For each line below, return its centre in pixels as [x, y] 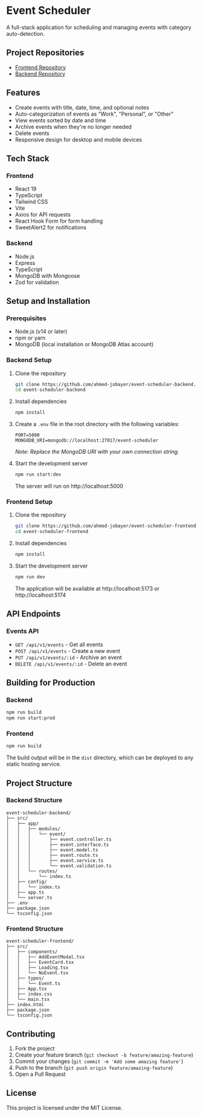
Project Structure [39, 783]
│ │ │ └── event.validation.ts [59, 866]
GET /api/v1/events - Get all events [59, 644]
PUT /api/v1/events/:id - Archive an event [68, 657]
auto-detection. [26, 33]
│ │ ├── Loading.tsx [37, 968]
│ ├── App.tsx [27, 989]
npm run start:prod [31, 718]
